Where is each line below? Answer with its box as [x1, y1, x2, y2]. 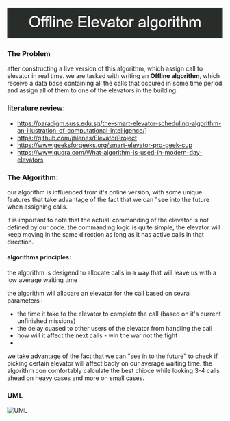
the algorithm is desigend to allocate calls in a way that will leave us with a [7, 268, 217, 277]
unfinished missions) [16, 317, 76, 325]
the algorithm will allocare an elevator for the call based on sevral [7, 289, 191, 298]
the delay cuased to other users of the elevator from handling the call [16, 324, 213, 333]
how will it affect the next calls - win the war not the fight [16, 331, 178, 340]
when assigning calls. [7, 203, 68, 211]
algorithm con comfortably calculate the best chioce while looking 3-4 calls [7, 367, 220, 375]
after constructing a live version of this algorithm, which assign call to [7, 64, 203, 73]
